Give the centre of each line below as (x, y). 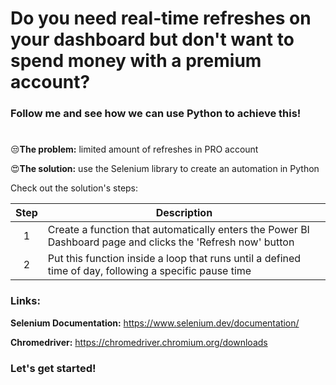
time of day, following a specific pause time (149, 271)
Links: (25, 301)
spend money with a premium (136, 61)
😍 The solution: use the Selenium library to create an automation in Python (165, 169)
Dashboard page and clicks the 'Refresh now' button (171, 242)
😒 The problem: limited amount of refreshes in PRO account (134, 149)
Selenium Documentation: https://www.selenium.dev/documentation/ (155, 323)
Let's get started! (53, 368)
